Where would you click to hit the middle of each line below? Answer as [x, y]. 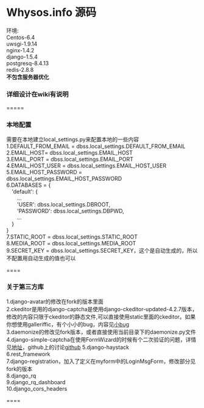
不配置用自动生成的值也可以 [41, 258]
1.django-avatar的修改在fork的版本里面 [55, 301]
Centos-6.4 [21, 37]
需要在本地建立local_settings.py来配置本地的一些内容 [73, 139]
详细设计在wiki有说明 [37, 94]
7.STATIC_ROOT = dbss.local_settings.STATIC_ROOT [72, 237]
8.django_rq [21, 376]
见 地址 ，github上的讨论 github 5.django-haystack [68, 347]
